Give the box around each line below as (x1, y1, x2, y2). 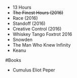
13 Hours (12, 5, 31, 10)
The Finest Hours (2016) (12, 10, 63, 16)
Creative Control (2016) (12, 26, 62, 32)
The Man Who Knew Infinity (12, 42, 71, 48)
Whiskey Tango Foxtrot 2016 (12, 31, 72, 37)
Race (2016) (12, 15, 38, 21)
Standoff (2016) (12, 20, 46, 26)
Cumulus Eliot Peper (12, 67, 55, 73)
